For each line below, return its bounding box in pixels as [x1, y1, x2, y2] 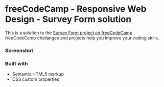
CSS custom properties [12, 76, 60, 82]
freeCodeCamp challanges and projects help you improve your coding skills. [5, 35, 159, 41]
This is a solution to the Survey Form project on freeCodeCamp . [5, 30, 134, 35]
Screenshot [5, 47, 33, 54]
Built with [5, 60, 28, 67]
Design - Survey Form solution [5, 14, 132, 25]
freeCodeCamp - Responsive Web [5, 3, 147, 15]
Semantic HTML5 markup [12, 71, 64, 77]
